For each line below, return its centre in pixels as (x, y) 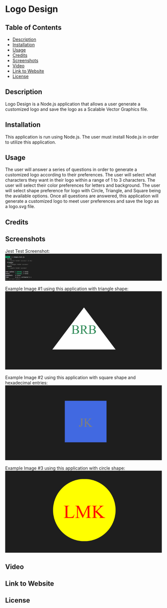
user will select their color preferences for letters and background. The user (83, 185)
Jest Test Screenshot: (28, 251)
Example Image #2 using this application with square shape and (70, 377)
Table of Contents (34, 28)
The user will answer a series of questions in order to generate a (71, 169)
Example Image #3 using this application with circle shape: (65, 468)
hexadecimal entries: (27, 382)
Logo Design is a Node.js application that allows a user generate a (73, 104)
